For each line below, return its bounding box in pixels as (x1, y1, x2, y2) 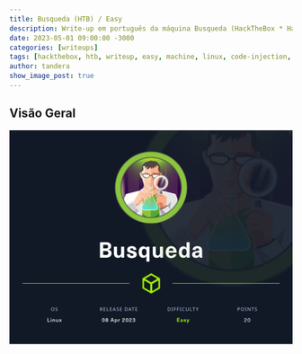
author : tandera (9, 62, 70, 71)
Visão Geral (9, 106, 76, 121)
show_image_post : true (9, 72, 94, 81)
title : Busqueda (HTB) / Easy (9, 14, 123, 23)
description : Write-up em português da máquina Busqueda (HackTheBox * (9, 23, 283, 33)
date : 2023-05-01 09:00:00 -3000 (9, 33, 135, 42)
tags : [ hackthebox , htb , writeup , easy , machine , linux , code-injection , (9, 52, 292, 62)
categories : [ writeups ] (9, 43, 99, 52)
